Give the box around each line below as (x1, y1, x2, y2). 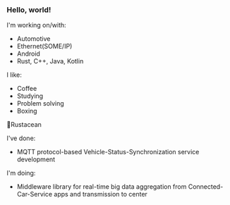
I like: (6, 70, 23, 79)
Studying (16, 92, 44, 100)
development (16, 155, 56, 163)
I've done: (6, 134, 36, 142)
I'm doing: (6, 169, 36, 178)
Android (16, 49, 40, 58)
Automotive (16, 35, 51, 43)
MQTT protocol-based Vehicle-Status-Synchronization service (16, 148, 200, 156)
